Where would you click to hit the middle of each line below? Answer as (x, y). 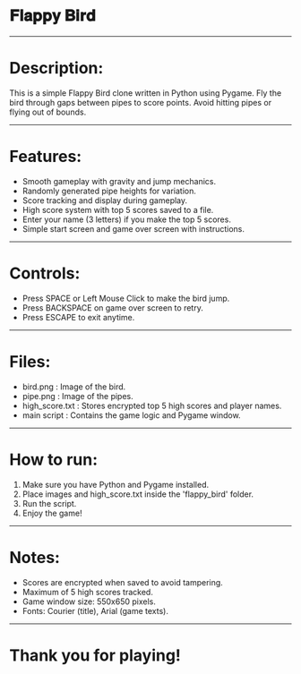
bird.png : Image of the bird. (74, 387)
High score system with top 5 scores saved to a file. (118, 209)
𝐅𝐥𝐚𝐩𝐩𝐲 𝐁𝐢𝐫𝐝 (52, 16)
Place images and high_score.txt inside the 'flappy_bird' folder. (138, 494)
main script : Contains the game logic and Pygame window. (131, 415)
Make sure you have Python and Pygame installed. (115, 484)
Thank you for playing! (95, 655)
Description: (56, 68)
